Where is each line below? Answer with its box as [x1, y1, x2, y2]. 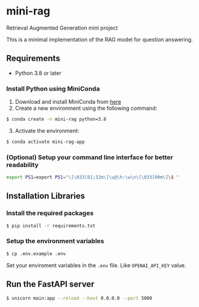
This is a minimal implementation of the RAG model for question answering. [6, 36, 193, 43]
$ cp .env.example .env [6, 250, 66, 257]
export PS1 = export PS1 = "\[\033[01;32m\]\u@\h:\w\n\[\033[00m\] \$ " [6, 174, 180, 180]
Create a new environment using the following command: [14, 104, 157, 112]
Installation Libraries [6, 191, 86, 201]
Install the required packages [6, 209, 94, 218]
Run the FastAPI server [6, 279, 95, 290]
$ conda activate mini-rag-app [6, 139, 85, 145]
